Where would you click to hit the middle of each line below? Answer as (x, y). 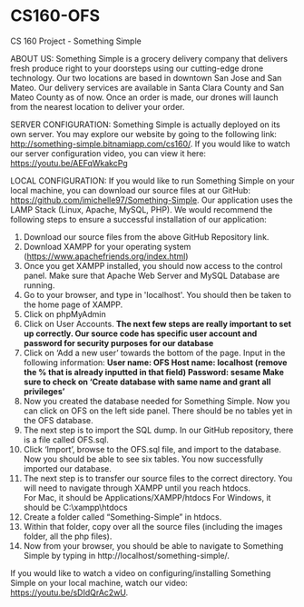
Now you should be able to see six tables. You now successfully (143, 459)
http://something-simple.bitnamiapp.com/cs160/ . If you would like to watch (151, 144)
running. (39, 285)
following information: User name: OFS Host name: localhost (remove (155, 362)
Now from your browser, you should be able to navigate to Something (153, 545)
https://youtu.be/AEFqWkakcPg (69, 163)
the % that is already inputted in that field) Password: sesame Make (153, 372)
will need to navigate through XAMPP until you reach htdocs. (137, 488)
